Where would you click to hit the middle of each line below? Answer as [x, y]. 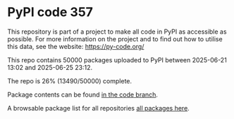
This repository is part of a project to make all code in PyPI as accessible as [117, 31]
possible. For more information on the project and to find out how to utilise [115, 38]
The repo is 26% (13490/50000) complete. [70, 80]
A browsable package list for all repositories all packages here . [99, 108]
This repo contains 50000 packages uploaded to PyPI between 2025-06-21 [117, 59]
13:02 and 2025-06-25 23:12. [50, 67]
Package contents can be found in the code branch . [83, 94]
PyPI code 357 [50, 12]
